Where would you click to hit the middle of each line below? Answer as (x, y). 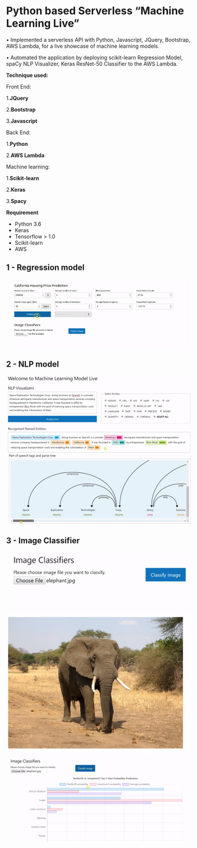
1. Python (17, 143)
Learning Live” (43, 23)
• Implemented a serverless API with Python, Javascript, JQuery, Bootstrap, (98, 40)
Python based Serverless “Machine (95, 11)
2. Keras (16, 190)
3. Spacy (17, 201)
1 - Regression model (45, 268)
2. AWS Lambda (25, 155)
